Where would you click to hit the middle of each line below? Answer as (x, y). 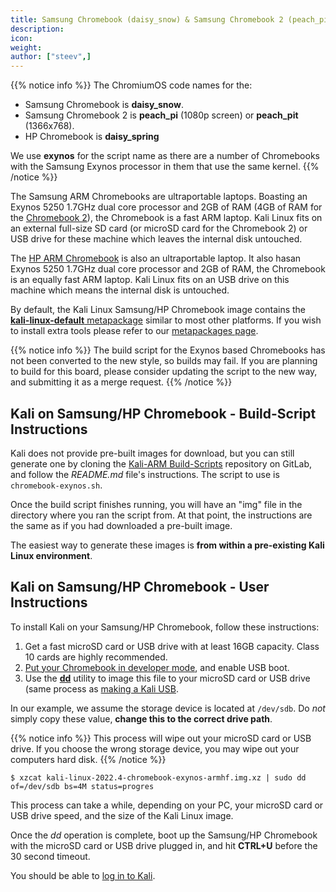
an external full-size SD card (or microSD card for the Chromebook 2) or (159, 228)
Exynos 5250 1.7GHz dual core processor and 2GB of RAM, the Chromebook (168, 269)
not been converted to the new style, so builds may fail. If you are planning (164, 361)
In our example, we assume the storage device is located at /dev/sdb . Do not (168, 708)
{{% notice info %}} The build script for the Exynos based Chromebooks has (168, 350)
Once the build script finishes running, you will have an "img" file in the (156, 504)
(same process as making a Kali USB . (101, 688)
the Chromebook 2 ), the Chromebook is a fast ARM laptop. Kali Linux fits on (166, 218)
